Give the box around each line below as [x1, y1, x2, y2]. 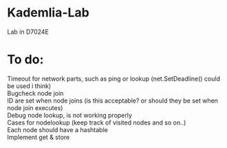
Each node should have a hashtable [7, 125, 108, 134]
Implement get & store [7, 133, 70, 141]
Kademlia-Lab [7, 5, 89, 21]
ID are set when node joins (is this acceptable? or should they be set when [7, 96, 219, 105]
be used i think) [7, 81, 52, 90]
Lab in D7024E [7, 28, 50, 36]
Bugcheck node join [7, 89, 64, 97]
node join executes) [7, 103, 63, 112]
